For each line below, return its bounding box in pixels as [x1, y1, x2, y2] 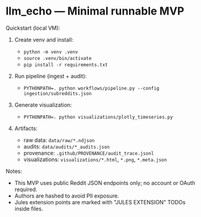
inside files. [14, 205, 44, 212]
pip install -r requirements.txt [23, 62, 108, 68]
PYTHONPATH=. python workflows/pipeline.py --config [23, 85, 160, 92]
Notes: [5, 167, 22, 175]
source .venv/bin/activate [23, 55, 92, 61]
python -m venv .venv [23, 48, 78, 55]
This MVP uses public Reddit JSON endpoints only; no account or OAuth [14, 179, 196, 186]
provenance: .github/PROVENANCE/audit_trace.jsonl [23, 149, 154, 156]
